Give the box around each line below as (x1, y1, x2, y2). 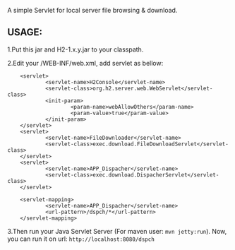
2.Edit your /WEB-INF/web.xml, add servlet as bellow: (7, 59, 164, 67)
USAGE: (7, 26, 43, 38)
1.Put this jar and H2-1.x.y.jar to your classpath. (7, 45, 144, 54)
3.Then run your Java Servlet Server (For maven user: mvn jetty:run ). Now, (7, 227, 227, 235)
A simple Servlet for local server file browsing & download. (7, 6, 178, 14)
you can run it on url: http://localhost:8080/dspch (7, 234, 155, 243)
